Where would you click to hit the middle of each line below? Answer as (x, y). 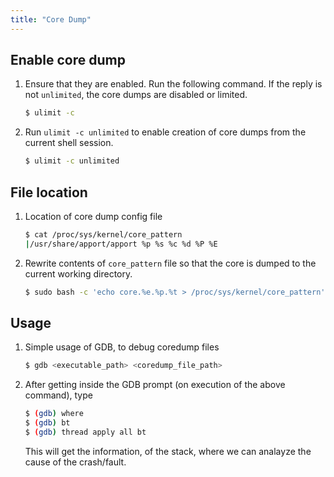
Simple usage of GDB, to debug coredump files (122, 347)
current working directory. (78, 273)
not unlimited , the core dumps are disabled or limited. (136, 95)
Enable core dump (68, 60)
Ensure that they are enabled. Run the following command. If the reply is (173, 84)
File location (49, 192)
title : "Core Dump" (51, 19)
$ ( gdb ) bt (47, 423)
